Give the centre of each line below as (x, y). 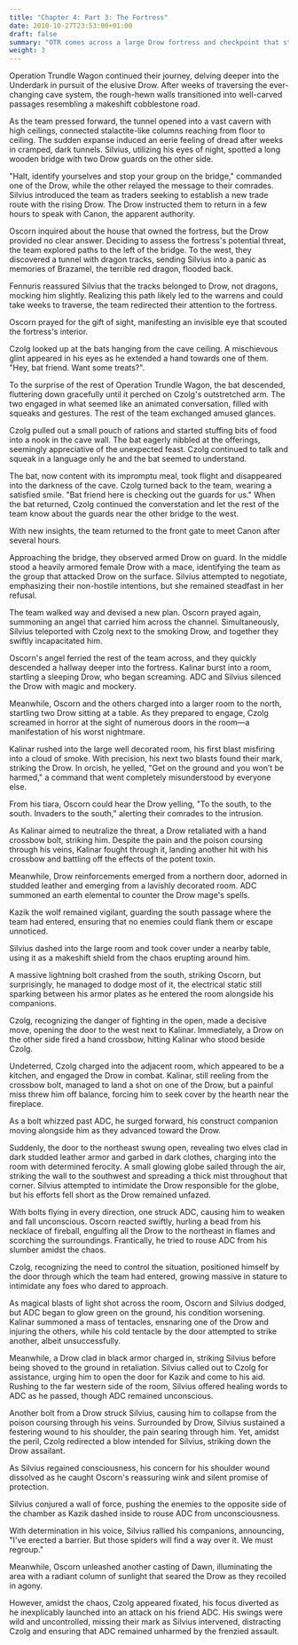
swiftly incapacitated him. (56, 641)
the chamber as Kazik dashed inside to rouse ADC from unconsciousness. (145, 1514)
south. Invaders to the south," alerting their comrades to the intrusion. (136, 814)
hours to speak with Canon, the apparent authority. (102, 214)
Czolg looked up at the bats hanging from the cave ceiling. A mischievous (144, 349)
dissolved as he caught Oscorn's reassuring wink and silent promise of (139, 1478)
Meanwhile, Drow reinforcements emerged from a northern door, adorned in (149, 877)
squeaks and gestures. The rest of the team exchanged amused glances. (143, 413)
